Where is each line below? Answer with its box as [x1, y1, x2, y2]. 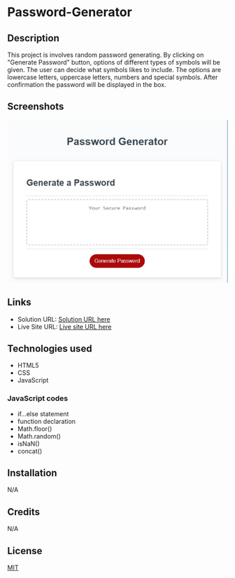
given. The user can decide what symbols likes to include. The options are [7, 66, 222, 74]
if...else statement [17, 409, 69, 418]
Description [7, 32, 59, 44]
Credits [7, 506, 41, 518]
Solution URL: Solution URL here [17, 315, 111, 323]
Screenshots [7, 101, 64, 113]
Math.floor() [17, 425, 52, 433]
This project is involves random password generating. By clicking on [7, 50, 204, 59]
